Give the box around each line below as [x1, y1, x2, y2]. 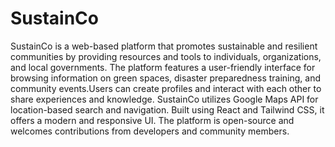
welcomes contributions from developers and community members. [10, 125, 290, 137]
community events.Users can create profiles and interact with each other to [10, 82, 322, 94]
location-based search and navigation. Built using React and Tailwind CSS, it [10, 103, 325, 116]
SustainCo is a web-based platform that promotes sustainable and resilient [10, 40, 318, 52]
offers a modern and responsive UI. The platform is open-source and [10, 114, 295, 126]
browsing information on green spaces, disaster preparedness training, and [10, 72, 322, 84]
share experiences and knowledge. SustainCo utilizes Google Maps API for [10, 93, 319, 105]
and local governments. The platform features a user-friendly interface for [10, 61, 316, 73]
